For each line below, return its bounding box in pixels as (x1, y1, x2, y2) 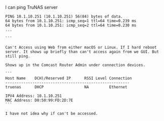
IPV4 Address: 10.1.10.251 (5, 93, 62, 98)
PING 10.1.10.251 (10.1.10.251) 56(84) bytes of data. (5, 14, 123, 19)
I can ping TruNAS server (5, 5, 58, 10)
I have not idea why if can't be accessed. (5, 111, 98, 116)
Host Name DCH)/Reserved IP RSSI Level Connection (5, 76, 132, 81)
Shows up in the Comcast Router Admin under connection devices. (5, 63, 145, 68)
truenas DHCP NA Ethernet (5, 85, 128, 90)
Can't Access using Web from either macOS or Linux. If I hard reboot (5, 45, 157, 50)
